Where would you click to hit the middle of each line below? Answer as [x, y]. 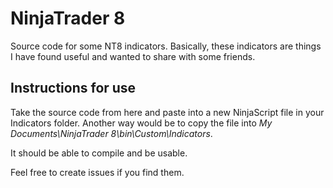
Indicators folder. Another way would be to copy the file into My [141, 123]
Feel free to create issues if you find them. [97, 172]
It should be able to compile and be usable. [99, 153]
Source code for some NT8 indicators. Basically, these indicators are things [166, 46]
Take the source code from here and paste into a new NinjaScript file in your [167, 112]
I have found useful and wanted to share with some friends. [133, 56]
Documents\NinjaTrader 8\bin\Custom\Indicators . [111, 133]
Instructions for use [73, 88]
